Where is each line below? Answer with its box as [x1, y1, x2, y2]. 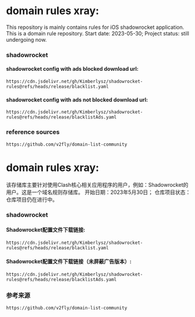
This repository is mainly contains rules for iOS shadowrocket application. [6, 24, 184, 31]
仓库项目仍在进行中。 [6, 196, 58, 203]
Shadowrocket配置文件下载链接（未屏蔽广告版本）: [6, 258, 132, 265]
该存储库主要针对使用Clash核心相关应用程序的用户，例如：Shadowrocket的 [6, 181, 189, 188]
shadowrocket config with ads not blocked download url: [6, 96, 148, 103]
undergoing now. [6, 36, 47, 43]
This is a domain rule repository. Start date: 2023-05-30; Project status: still [6, 29, 190, 37]
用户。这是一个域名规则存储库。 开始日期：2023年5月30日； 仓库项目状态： [6, 189, 191, 196]
